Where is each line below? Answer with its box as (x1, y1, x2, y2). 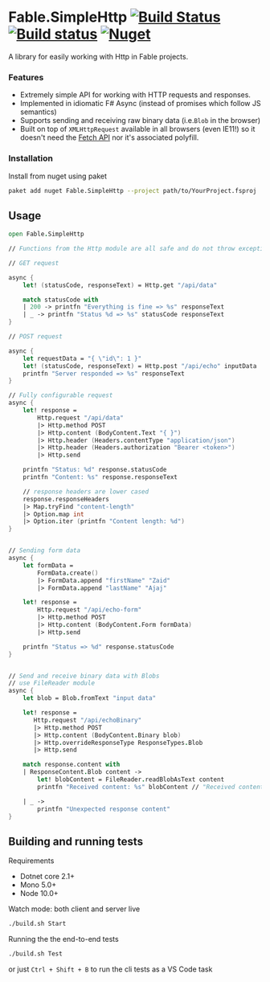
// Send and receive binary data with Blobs (8, 672, 160, 680)
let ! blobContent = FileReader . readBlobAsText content (37, 775, 225, 784)
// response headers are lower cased (22, 487, 149, 496)
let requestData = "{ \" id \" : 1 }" (22, 354, 142, 362)
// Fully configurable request (8, 391, 113, 399)
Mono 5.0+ (19, 880, 57, 890)
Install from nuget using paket (8, 171, 107, 181)
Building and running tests (8, 834, 143, 848)
